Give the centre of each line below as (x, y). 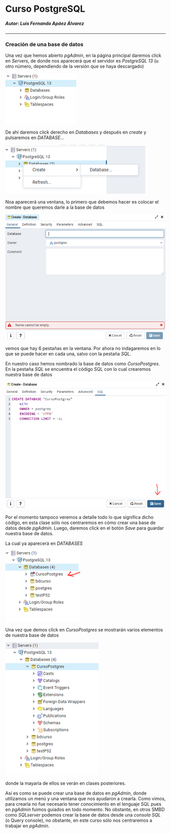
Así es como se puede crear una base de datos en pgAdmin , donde (76, 793)
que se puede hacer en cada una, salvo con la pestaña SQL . (68, 354)
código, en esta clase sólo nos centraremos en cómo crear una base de (81, 523)
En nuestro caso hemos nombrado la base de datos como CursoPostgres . (83, 363)
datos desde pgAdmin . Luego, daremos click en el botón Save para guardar (84, 528)
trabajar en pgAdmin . (27, 826)
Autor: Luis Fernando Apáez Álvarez (45, 23)
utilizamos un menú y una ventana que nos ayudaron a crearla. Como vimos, (85, 798)
